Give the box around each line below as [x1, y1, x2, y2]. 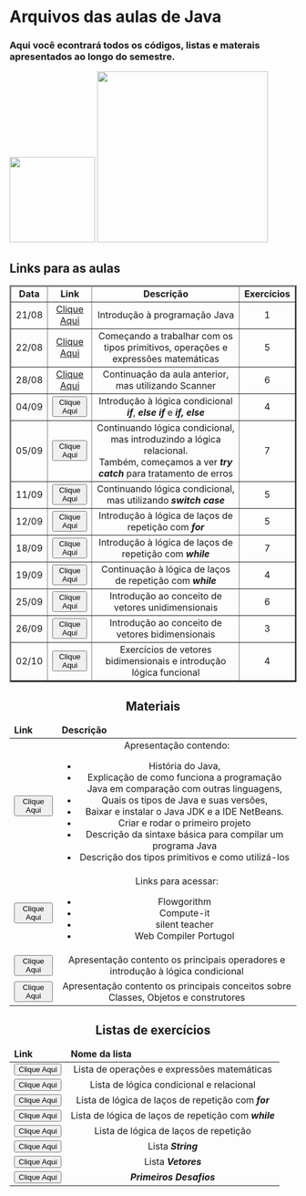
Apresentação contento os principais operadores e [67, 953, 286, 966]
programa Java [151, 839, 217, 852]
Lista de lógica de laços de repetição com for [76, 1094, 270, 1107]
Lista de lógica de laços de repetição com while [70, 1109, 275, 1122]
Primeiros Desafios [130, 1170, 216, 1183]
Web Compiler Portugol [135, 930, 235, 942]
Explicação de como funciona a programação [87, 771, 282, 784]
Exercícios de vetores [119, 643, 212, 656]
